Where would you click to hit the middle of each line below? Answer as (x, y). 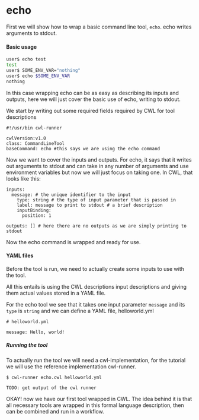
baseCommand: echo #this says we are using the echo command (83, 149)
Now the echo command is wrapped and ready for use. (73, 242)
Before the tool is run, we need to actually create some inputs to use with (95, 269)
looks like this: (24, 178)
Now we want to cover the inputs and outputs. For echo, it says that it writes (99, 160)
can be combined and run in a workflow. (55, 411)
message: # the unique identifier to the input (71, 195)
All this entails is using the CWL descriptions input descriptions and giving (97, 286)
